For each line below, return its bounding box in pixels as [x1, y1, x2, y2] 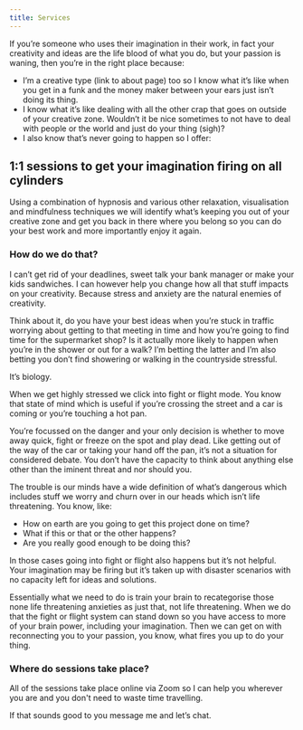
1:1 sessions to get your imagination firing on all [9, 159, 282, 175]
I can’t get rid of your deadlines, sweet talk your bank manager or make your [9, 269, 295, 280]
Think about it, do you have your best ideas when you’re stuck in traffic [9, 315, 274, 326]
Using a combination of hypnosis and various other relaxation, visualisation [9, 196, 289, 208]
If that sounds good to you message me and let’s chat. [9, 710, 212, 721]
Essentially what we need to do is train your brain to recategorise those [9, 592, 274, 602]
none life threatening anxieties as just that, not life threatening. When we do [9, 601, 291, 611]
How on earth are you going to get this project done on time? [22, 517, 251, 529]
